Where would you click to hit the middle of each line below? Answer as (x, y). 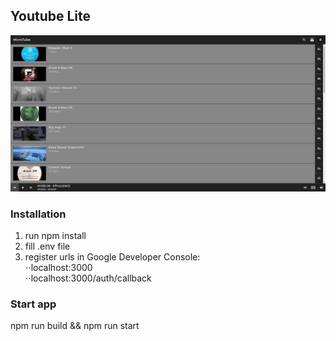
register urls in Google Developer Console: (112, 257)
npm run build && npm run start (75, 326)
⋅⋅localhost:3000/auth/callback (88, 278)
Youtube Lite (51, 16)
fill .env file (47, 246)
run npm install (55, 236)
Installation (38, 214)
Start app (33, 304)
